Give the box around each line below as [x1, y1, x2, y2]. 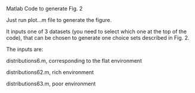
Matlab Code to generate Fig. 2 [6, 5, 83, 12]
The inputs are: [6, 46, 44, 53]
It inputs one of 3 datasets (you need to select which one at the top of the [6, 28, 187, 35]
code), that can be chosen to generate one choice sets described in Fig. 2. [6, 34, 190, 41]
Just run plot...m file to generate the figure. [6, 17, 112, 23]
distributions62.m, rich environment [6, 69, 94, 76]
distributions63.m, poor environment [6, 80, 96, 87]
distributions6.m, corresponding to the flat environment [6, 57, 142, 64]
